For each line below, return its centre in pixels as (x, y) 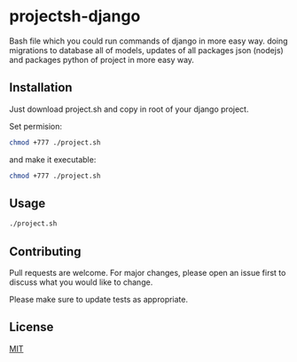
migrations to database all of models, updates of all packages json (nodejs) (146, 50)
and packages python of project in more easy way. (102, 59)
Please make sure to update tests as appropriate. (99, 299)
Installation (41, 87)
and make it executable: (53, 159)
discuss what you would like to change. (81, 282)
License (31, 327)
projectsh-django (75, 16)
